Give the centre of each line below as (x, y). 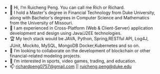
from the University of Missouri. (41, 23)
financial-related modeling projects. (45, 56)
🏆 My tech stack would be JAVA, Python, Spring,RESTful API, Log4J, (79, 38)
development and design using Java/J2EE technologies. (66, 33)
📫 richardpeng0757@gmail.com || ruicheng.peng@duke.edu (71, 66)
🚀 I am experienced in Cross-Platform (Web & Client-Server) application (81, 28)
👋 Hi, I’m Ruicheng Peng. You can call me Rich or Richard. (67, 7)
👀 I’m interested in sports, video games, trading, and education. (73, 61)
